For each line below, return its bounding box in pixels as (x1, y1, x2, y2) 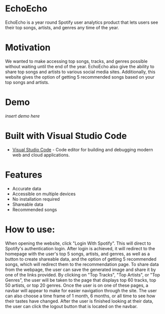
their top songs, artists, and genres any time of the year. (5, 24, 120, 30)
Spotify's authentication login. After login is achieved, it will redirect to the (5, 245, 156, 251)
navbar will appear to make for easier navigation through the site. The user (5, 287, 157, 293)
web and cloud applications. (12, 152, 70, 158)
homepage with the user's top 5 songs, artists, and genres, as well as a (5, 251, 150, 257)
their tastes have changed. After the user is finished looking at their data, (5, 298, 154, 304)
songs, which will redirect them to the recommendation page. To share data (5, 261, 159, 267)
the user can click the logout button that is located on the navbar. (5, 303, 138, 309)
